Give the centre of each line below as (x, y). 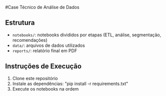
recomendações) (30, 40)
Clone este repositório (35, 78)
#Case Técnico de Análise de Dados (42, 7)
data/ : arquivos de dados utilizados (49, 45)
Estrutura (20, 23)
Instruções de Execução (43, 66)
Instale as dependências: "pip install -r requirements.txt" (70, 84)
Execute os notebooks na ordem (45, 89)
